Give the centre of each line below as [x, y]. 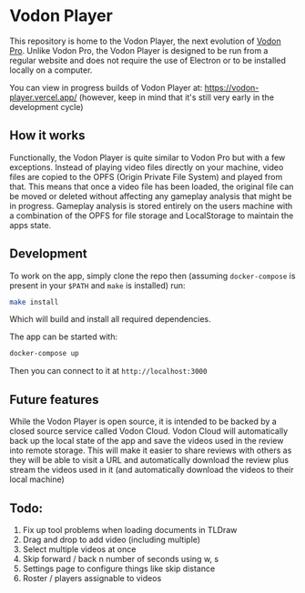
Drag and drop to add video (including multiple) [112, 539]
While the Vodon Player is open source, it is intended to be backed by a [143, 422]
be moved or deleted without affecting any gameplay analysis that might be [151, 196]
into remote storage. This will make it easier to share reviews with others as [151, 450]
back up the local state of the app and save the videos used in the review [147, 441]
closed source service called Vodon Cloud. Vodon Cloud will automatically [149, 431]
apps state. [30, 225]
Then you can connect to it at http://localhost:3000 [108, 371]
